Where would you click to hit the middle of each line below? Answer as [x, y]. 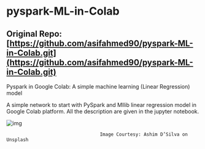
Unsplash [17, 140]
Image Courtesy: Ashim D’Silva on [144, 134]
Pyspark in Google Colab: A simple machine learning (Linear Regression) [98, 86]
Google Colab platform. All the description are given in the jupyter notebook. [103, 111]
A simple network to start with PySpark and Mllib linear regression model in [101, 105]
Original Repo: [34, 34]
